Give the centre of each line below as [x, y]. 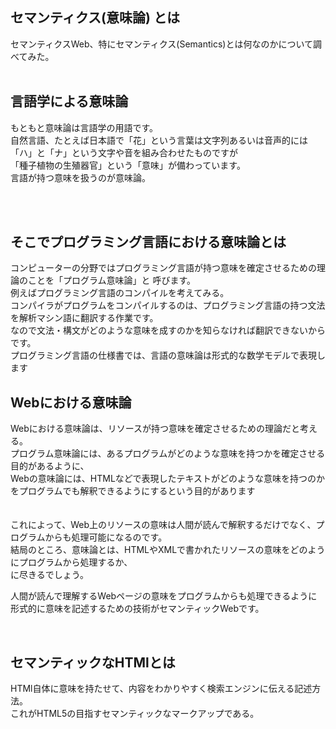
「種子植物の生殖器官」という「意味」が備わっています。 [128, 165]
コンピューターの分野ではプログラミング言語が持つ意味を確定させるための [163, 268]
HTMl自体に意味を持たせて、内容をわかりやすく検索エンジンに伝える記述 [161, 689]
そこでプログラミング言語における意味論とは [148, 242]
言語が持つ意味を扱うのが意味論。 [80, 177]
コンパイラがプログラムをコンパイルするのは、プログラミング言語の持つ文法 [168, 305]
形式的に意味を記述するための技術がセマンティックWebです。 [137, 609]
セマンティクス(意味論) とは [95, 18]
